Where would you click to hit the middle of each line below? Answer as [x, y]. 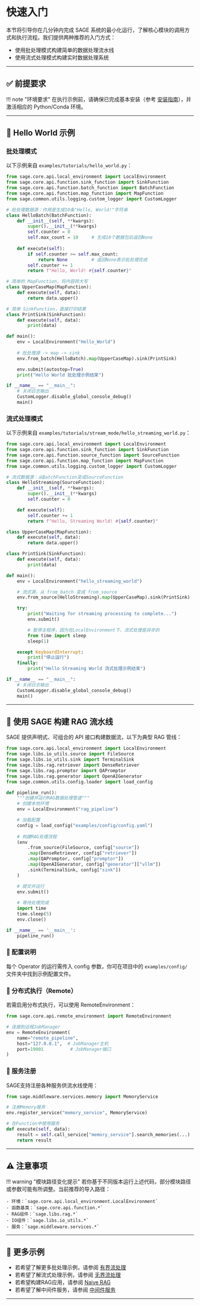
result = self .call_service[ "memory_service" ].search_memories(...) [104, 1134]
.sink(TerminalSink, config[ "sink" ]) [74, 870]
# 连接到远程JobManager [33, 1027]
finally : [28, 663]
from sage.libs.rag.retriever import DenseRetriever [73, 765]
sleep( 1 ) [38, 641]
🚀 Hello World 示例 [41, 133]
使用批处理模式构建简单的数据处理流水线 [64, 50]
